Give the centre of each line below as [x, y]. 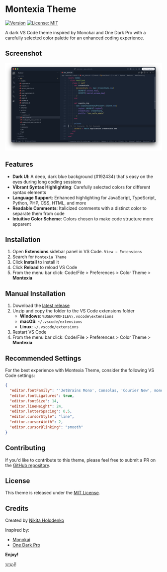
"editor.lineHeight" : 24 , [37, 406]
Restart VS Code [29, 332]
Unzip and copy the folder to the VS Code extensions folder [74, 311]
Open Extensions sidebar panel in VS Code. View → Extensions [77, 252]
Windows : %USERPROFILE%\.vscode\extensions [67, 316]
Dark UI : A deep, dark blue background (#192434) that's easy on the [83, 176]
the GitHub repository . [28, 465]
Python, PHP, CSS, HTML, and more [49, 203]
